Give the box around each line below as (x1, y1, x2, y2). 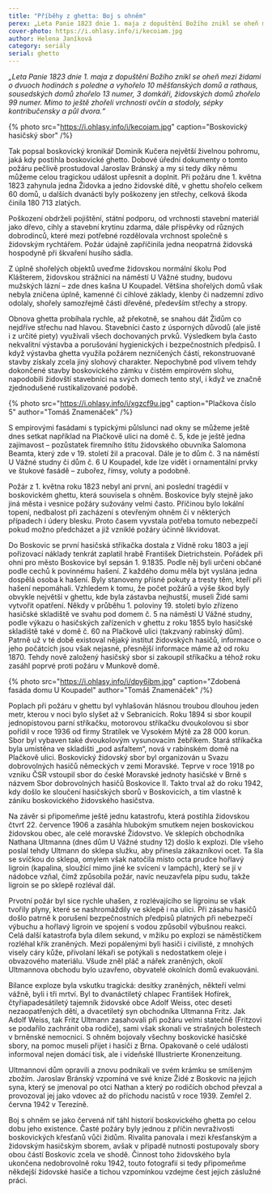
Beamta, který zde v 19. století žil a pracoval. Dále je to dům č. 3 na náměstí (8, 449, 260, 458)
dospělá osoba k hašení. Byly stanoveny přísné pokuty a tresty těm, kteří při (8, 575, 261, 584)
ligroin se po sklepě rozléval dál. (8, 880, 116, 890)
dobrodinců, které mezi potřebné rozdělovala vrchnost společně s (8, 231, 228, 240)
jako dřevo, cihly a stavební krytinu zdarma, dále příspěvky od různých (8, 222, 244, 232)
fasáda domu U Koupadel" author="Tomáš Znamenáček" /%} (8, 686, 213, 695)
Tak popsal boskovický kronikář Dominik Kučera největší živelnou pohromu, (8, 147, 261, 156)
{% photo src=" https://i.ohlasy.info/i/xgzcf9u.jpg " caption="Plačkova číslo (8, 399, 257, 408)
